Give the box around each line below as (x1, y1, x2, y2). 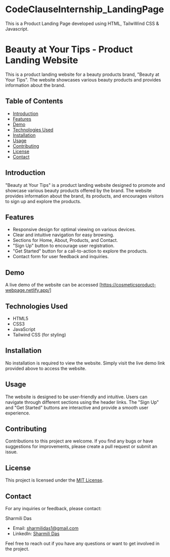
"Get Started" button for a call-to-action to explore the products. (12, 248, 148, 254)
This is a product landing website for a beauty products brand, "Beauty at (5, 71, 159, 77)
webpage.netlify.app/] (5, 287, 52, 293)
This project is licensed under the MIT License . (5, 477, 104, 483)
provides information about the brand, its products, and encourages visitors (5, 192, 164, 199)
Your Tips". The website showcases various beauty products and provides (5, 76, 161, 82)
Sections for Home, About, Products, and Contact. (12, 237, 118, 243)
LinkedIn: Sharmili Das (12, 531, 60, 537)
